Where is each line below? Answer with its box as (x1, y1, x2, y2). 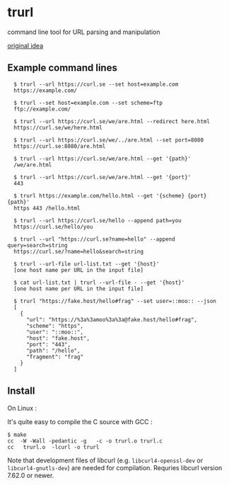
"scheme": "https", (25, 322, 83, 329)
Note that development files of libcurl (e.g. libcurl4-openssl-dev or (7, 456, 204, 464)
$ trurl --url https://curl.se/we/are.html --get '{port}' (13, 173, 192, 181)
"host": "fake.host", (25, 334, 90, 342)
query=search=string (7, 241, 69, 249)
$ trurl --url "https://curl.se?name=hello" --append (13, 235, 175, 243)
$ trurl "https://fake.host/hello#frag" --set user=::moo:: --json (13, 297, 217, 304)
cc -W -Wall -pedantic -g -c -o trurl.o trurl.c (7, 437, 163, 445)
